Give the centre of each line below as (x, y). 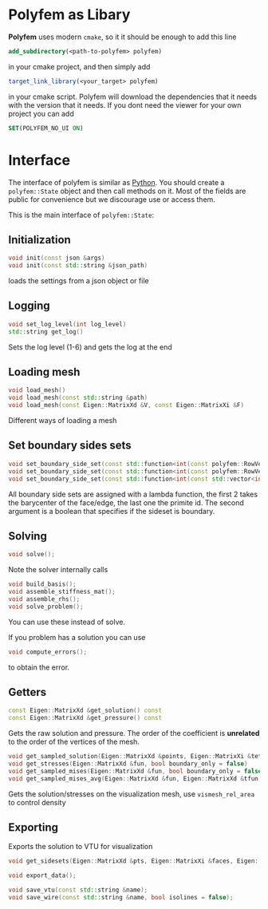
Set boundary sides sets (70, 446)
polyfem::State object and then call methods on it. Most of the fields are (127, 191)
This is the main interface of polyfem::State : (81, 215)
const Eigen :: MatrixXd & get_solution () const (85, 711)
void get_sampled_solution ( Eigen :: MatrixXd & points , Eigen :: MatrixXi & (130, 757)
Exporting (33, 828)
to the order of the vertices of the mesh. (74, 742)
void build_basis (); (43, 584)
